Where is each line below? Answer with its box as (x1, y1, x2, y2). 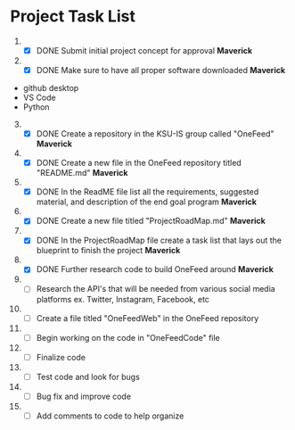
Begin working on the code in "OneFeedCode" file (36, 332, 221, 343)
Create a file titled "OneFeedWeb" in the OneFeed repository (36, 312, 259, 323)
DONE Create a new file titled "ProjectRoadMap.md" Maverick (36, 216, 266, 227)
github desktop (22, 83, 79, 94)
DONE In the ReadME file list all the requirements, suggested (36, 186, 259, 197)
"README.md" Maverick (36, 168, 128, 178)
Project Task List (10, 6, 136, 27)
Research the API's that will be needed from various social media (36, 284, 275, 294)
